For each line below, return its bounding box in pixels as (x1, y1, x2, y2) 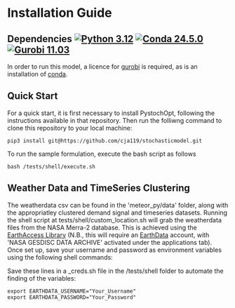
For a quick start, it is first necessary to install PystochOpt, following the (7, 109, 215, 117)
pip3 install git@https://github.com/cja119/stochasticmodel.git (7, 137, 202, 145)
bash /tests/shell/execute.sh (7, 163, 96, 170)
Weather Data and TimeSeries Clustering (7, 182, 191, 194)
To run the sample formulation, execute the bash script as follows (7, 149, 196, 158)
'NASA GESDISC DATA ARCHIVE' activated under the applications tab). (7, 238, 213, 246)
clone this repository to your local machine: (7, 123, 133, 132)
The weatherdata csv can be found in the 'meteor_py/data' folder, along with (7, 201, 229, 209)
